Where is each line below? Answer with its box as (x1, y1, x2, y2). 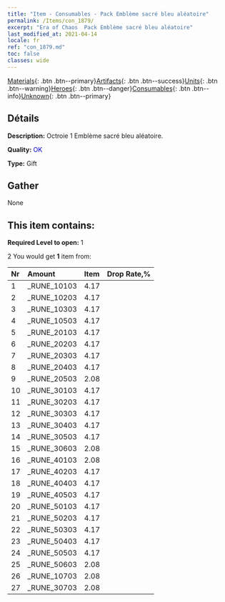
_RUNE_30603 (27, 443, 77, 453)
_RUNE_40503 (27, 490, 77, 500)
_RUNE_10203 (27, 293, 77, 303)
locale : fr (7, 37, 40, 44)
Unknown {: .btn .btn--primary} (21, 91, 111, 100)
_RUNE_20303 (27, 351, 77, 361)
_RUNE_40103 (27, 455, 77, 465)
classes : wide (7, 57, 50, 64)
